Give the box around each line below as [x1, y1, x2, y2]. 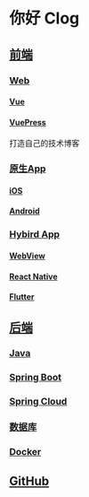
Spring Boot [9, 371, 62, 384]
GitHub [9, 473, 50, 489]
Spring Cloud [9, 396, 68, 408]
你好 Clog [9, 8, 80, 29]
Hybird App [9, 228, 61, 240]
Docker [9, 446, 42, 458]
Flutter [9, 292, 35, 302]
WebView [9, 250, 46, 261]
